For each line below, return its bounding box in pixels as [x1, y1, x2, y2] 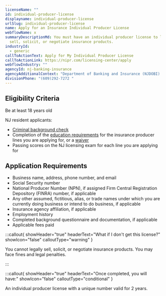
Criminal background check [12, 126, 69, 132]
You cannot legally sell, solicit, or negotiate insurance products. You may [5, 246, 153, 252]
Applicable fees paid [12, 222, 54, 228]
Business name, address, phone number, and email [12, 175, 117, 181]
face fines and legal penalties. [5, 252, 67, 258]
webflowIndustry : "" [5, 62, 48, 67]
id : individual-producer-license [5, 12, 74, 17]
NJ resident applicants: [5, 117, 52, 123]
